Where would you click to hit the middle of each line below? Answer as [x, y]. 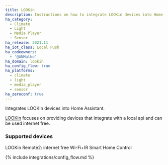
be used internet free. [28, 123]
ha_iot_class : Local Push [32, 47]
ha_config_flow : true [28, 66]
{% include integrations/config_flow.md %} [50, 157]
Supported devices [29, 136]
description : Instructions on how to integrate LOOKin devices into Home [84, 15]
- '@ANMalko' [23, 57]
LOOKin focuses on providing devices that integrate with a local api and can [84, 118]
